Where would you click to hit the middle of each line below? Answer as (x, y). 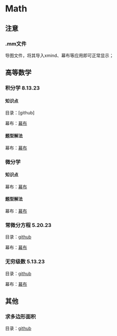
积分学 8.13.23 (22, 88)
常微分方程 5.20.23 (28, 225)
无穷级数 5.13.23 (25, 262)
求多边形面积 (21, 317)
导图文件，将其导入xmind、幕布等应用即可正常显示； (59, 55)
